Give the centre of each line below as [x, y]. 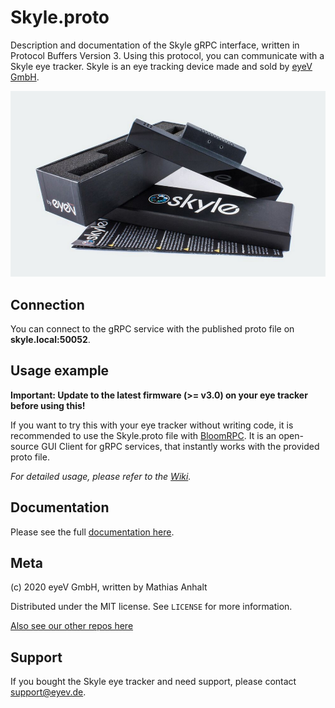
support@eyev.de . [48, 692]
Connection [47, 304]
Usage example [60, 371]
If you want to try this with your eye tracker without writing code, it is [152, 425]
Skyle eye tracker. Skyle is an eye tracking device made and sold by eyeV [161, 66]
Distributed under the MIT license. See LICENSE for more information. [151, 607]
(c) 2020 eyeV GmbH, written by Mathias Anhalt [109, 587]
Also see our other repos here [72, 626]
